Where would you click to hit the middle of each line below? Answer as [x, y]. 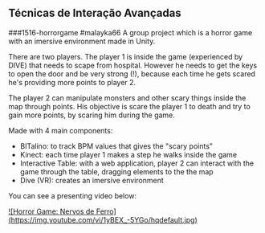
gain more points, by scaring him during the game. [92, 115]
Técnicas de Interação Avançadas [95, 13]
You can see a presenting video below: [73, 195]
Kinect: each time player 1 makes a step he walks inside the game [128, 154]
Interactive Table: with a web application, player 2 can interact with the [137, 163]
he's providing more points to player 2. [72, 82]
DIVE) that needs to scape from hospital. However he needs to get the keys [133, 65]
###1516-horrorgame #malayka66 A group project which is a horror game [130, 32]
